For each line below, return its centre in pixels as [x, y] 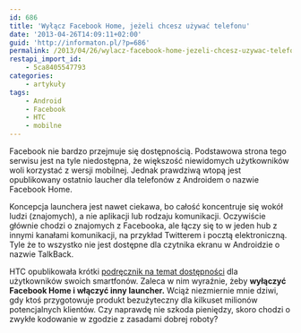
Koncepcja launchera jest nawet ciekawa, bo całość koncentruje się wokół [146, 206]
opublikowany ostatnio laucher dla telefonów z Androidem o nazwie [134, 179]
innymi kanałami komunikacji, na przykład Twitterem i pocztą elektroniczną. [148, 235]
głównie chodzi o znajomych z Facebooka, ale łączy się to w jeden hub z [143, 226]
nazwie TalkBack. [42, 254]
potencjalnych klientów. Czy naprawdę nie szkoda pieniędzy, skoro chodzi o [150, 309]
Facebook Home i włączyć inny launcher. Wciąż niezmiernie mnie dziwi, [144, 290]
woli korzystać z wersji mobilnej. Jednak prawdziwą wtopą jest [125, 170]
